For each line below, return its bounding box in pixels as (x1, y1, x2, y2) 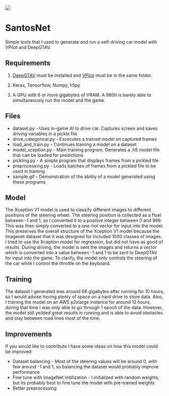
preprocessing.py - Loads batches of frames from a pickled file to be (12, 162, 156, 168)
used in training (12, 168, 45, 174)
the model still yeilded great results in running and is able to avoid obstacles (5, 310, 163, 316)
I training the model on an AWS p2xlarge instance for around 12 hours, (5, 299, 151, 305)
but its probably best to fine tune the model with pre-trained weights (12, 380, 155, 385)
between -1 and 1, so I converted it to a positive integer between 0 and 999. (5, 217, 162, 223)
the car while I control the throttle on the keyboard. (5, 260, 111, 266)
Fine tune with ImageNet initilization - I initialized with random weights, (12, 374, 160, 380)
